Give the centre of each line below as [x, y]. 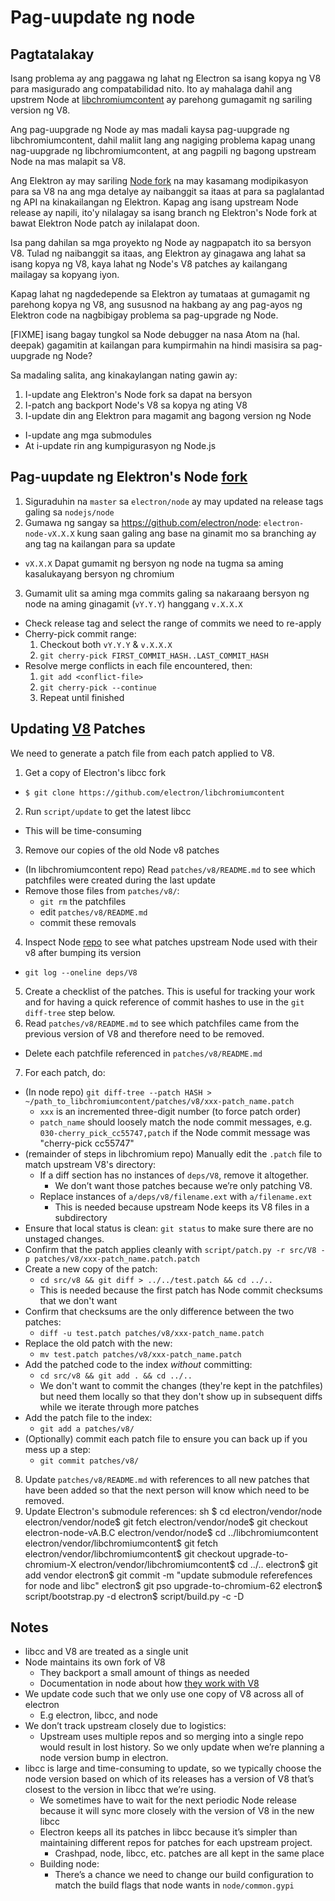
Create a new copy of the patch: [91, 1268]
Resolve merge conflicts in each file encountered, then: [138, 665]
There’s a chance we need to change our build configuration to [184, 1875]
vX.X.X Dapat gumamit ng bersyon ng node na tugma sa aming [154, 563]
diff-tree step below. [70, 1012]
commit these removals [88, 922]
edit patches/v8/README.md [93, 912]
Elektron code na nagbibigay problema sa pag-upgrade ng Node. [144, 315]
